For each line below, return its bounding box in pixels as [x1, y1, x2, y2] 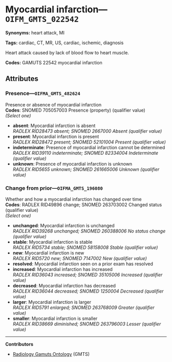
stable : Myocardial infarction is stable [12, 239, 93, 245]
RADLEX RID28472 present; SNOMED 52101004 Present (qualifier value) [12, 139, 166, 145]
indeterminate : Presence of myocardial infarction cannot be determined [12, 144, 165, 150]
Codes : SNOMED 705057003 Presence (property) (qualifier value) [5, 107, 146, 113]
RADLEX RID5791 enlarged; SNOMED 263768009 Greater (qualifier [12, 304, 155, 311]
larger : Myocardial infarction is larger [12, 299, 91, 305]
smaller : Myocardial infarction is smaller [12, 315, 98, 321]
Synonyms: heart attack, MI [5, 29, 65, 35]
